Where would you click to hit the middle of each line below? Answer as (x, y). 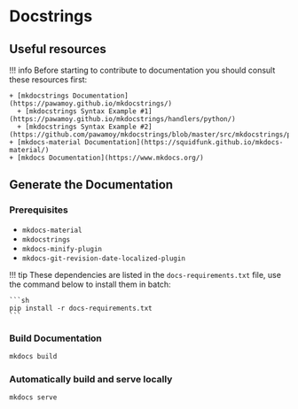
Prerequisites (39, 210)
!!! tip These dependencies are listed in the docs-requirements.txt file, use (145, 274)
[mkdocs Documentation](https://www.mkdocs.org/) (110, 158)
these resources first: (48, 80)
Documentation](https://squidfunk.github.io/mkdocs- (184, 143)
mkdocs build (33, 356)
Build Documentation (55, 338)
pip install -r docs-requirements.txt (81, 308)
